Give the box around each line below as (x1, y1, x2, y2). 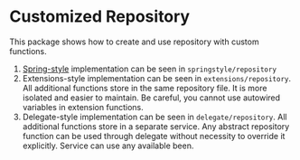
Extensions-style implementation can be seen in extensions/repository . (22, 72, 292, 83)
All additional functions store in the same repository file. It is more (22, 82, 267, 93)
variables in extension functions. (22, 101, 144, 112)
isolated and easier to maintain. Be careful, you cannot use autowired (22, 92, 281, 103)
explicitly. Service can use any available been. (22, 140, 194, 151)
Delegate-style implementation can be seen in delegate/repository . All (22, 111, 287, 122)
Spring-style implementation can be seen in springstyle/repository (22, 63, 277, 74)
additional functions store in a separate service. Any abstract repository (22, 120, 290, 132)
